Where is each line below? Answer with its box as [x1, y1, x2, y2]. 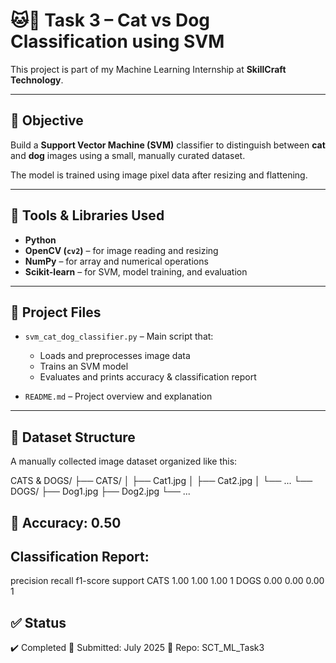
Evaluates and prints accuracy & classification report [39, 371, 257, 383]
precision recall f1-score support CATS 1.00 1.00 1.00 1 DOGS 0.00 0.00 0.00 [10, 575, 325, 587]
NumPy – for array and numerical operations [24, 255, 209, 267]
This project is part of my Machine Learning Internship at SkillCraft [10, 63, 287, 75]
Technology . [10, 74, 64, 86]
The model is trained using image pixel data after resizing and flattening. [10, 169, 308, 181]
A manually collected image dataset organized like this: [10, 455, 238, 468]
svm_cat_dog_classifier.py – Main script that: [24, 330, 214, 343]
